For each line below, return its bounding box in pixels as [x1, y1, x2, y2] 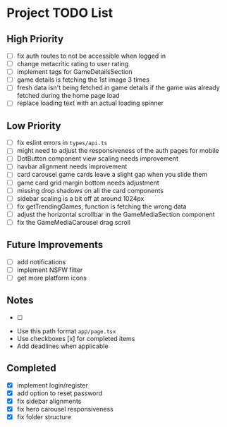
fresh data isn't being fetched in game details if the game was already [16, 83, 220, 92]
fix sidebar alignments [16, 397, 82, 405]
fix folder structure [16, 412, 72, 421]
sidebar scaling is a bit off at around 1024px [16, 194, 145, 202]
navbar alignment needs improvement [16, 162, 128, 171]
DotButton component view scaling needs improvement [16, 154, 179, 163]
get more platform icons [16, 273, 87, 282]
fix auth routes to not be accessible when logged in [16, 51, 166, 60]
